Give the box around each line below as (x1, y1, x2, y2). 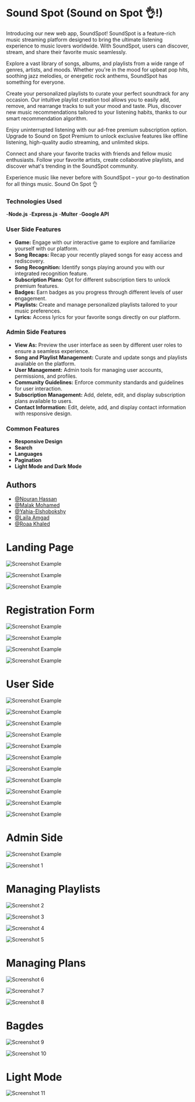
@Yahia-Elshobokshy (14, 507, 66, 515)
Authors (6, 480, 37, 490)
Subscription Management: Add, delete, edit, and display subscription (14, 391, 186, 398)
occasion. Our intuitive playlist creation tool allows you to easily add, (6, 96, 170, 103)
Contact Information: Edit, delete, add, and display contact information (14, 403, 186, 411)
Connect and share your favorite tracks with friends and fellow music (6, 150, 172, 157)
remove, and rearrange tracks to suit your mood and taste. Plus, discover (6, 102, 182, 109)
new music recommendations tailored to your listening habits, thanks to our (6, 108, 187, 116)
